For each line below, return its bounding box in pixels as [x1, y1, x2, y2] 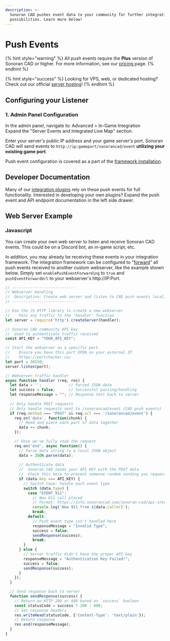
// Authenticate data [18, 462, 65, 467]
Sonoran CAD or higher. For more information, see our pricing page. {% [5, 61, 154, 67]
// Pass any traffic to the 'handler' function [5, 313, 114, 318]
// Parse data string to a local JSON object [18, 448, 116, 453]
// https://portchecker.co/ [5, 355, 71, 360]
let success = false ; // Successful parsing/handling [10, 388, 137, 393]
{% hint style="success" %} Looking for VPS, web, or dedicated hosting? [5, 76, 158, 82]
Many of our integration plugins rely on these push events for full [5, 186, 141, 192]
